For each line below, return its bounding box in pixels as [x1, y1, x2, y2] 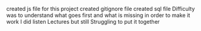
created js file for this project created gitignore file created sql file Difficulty [6, 5, 195, 12]
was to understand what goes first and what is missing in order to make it [6, 12, 191, 19]
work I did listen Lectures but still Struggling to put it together [6, 18, 160, 25]
